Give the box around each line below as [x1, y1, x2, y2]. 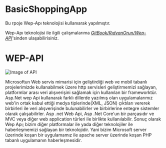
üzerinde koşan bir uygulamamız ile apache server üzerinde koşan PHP [5, 131, 152, 138]
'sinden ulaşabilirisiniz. [12, 35, 59, 41]
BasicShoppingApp [5, 3, 87, 15]
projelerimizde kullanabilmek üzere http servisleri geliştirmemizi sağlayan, [5, 84, 157, 90]
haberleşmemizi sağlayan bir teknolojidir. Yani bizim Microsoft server [5, 126, 147, 132]
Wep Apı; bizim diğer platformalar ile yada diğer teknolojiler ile [5, 121, 133, 127]
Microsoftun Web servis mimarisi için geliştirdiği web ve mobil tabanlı [5, 78, 147, 84]
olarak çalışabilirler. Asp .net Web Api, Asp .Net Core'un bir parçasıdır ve [5, 110, 154, 116]
